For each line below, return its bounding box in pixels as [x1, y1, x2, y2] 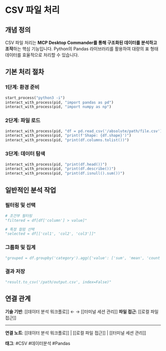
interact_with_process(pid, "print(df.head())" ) [5, 162, 107, 167]
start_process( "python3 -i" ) [5, 95, 65, 100]
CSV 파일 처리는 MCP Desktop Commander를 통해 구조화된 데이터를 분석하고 [5, 40, 157, 45]
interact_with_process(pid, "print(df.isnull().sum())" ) [5, 171, 125, 176]
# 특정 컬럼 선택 [5, 227, 35, 232]
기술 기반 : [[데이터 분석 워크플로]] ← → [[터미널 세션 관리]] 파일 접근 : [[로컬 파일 [5, 309, 159, 315]
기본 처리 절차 [5, 68, 44, 76]
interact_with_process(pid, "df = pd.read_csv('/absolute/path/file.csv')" [5, 129, 165, 134]
